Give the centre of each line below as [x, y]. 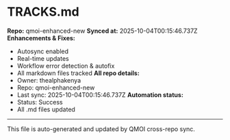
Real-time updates [43, 58]
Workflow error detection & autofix [66, 66]
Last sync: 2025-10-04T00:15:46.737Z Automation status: [100, 95]
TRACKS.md [43, 12]
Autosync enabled [43, 51]
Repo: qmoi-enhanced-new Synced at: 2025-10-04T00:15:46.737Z [102, 31]
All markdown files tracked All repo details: [78, 73]
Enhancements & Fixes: [41, 38]
